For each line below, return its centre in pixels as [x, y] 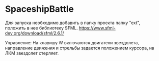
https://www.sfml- [97, 28]
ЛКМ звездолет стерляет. [32, 53]
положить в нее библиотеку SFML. [41, 28]
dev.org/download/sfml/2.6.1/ [35, 33]
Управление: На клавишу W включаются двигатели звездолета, [72, 42]
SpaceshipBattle [40, 9]
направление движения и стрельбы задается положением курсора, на [80, 48]
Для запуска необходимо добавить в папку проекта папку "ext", [73, 23]
